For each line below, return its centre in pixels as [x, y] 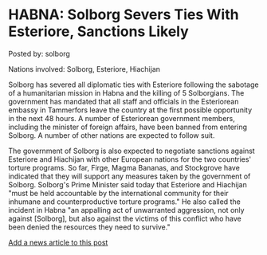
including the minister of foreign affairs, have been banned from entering [128, 127]
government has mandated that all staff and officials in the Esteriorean [124, 101]
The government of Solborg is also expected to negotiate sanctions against [132, 151]
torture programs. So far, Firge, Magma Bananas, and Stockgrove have [124, 167]
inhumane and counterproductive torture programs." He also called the [124, 202]
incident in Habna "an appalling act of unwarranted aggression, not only [126, 210]
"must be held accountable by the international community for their [118, 193]
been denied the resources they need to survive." [89, 227]
